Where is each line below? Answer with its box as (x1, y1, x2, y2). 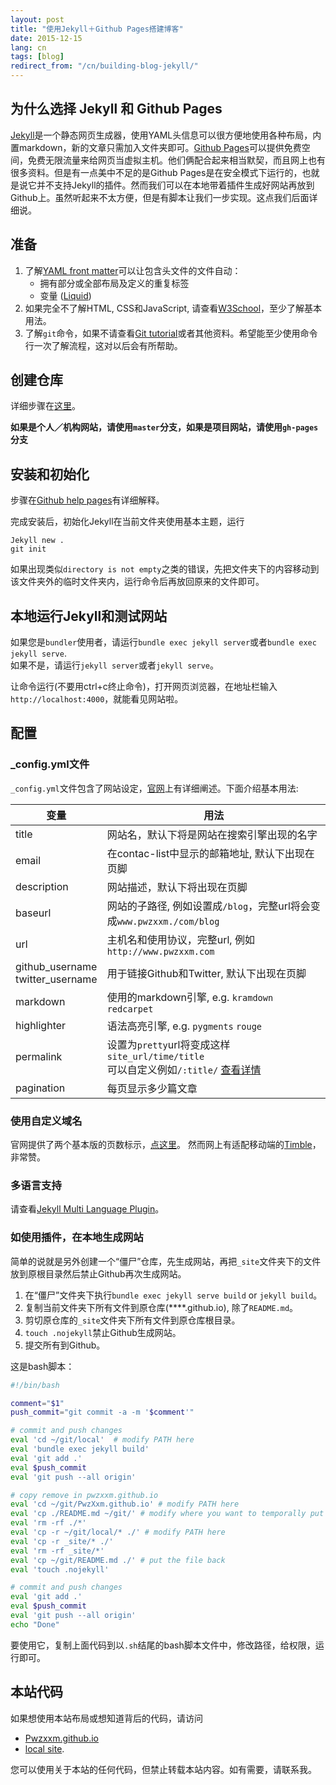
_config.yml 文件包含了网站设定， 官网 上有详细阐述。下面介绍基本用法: (10, 782, 299, 794)
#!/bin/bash (10, 1380, 60, 1390)
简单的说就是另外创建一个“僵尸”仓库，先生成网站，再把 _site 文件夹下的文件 (10, 1255, 322, 1267)
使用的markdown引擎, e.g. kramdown (106, 990, 274, 1004)
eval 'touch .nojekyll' (10, 1564, 110, 1575)
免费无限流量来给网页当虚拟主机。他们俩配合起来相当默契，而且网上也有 (27, 154, 326, 166)
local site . (24, 1742, 65, 1755)
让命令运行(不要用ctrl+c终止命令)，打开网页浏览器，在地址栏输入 (10, 681, 278, 693)
